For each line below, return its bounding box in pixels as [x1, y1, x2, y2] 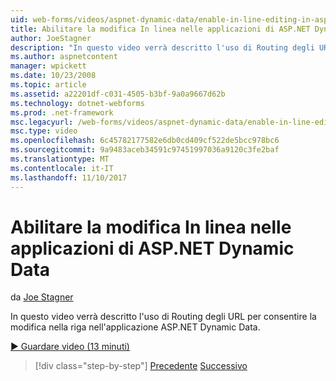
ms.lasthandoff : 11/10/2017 [10, 172, 128, 183]
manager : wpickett [10, 61, 87, 71]
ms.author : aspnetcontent [10, 52, 118, 62]
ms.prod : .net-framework [10, 107, 114, 118]
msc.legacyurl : [10, 117, 74, 127]
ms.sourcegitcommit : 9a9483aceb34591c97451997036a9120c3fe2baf [10, 145, 280, 155]
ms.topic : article [10, 80, 87, 90]
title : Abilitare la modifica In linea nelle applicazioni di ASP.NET [10, 24, 311, 34]
